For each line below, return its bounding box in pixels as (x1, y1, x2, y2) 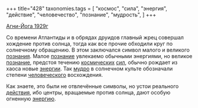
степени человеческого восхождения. (6, 72, 103, 78)
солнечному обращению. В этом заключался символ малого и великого (6, 46, 190, 53)
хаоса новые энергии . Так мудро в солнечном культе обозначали (6, 65, 173, 72)
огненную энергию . (6, 95, 56, 102)
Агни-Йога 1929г (6, 23, 48, 29)
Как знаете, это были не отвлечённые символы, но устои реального (6, 83, 179, 90)
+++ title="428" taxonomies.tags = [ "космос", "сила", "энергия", (6, 5, 167, 12)
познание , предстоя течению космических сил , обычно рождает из (6, 59, 178, 66)
